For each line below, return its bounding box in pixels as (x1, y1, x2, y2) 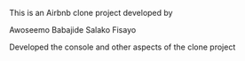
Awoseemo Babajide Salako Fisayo (9, 25, 137, 34)
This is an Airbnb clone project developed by (9, 8, 173, 18)
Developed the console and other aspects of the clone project (9, 42, 236, 52)
